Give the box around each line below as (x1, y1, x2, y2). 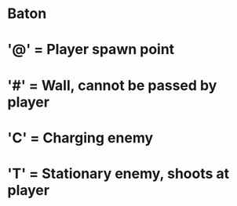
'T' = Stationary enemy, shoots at (7, 164, 230, 183)
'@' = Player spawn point (7, 41, 175, 59)
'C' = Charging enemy (7, 128, 154, 146)
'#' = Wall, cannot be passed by (7, 76, 217, 94)
